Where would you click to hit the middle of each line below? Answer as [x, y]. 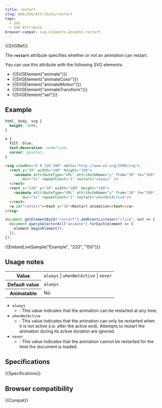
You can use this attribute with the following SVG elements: [64, 65]
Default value [23, 284]
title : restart [20, 9]
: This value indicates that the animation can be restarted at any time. [88, 310]
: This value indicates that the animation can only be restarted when [87, 321]
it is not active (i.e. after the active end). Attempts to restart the [82, 326]
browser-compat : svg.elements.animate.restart [53, 32]
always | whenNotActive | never [78, 276]
